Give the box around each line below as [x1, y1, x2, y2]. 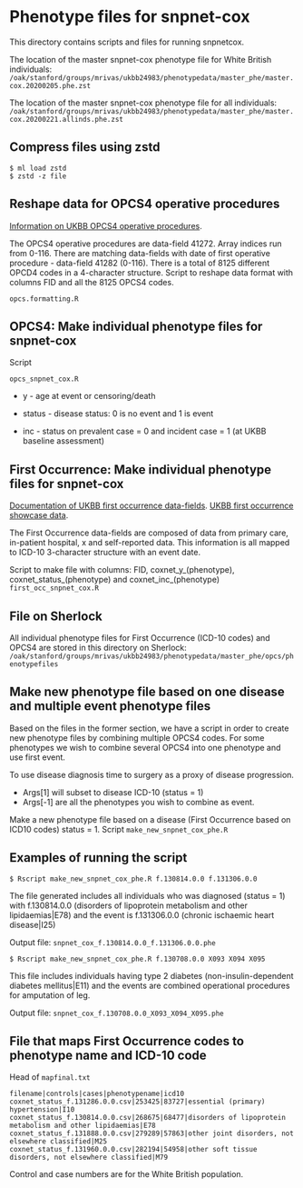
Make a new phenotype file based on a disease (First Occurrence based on [9, 814, 291, 824]
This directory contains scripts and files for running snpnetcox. [9, 36, 245, 47]
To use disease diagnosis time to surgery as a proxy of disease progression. [9, 769, 295, 780]
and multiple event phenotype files [9, 698, 211, 714]
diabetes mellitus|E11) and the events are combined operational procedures [9, 980, 290, 991]
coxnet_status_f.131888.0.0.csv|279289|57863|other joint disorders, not [9, 1129, 295, 1138]
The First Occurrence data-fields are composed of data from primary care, [9, 527, 288, 538]
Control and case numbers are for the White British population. [9, 1169, 244, 1180]
